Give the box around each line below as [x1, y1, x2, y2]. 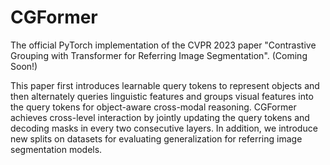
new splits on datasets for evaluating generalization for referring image [10, 132, 303, 145]
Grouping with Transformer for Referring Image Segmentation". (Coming [10, 49, 308, 61]
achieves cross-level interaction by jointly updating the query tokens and [10, 111, 310, 123]
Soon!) [10, 60, 38, 72]
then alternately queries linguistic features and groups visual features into [10, 90, 314, 102]
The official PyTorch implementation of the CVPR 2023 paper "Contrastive [10, 39, 317, 51]
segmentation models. [10, 143, 103, 155]
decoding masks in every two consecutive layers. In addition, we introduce [10, 122, 318, 134]
